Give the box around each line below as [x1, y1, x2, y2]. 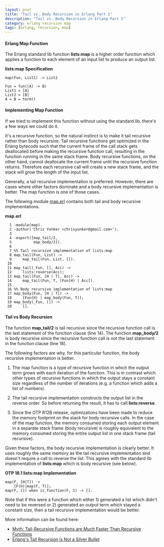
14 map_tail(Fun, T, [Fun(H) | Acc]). [7, 278, 95, 283]
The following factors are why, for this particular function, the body [5, 350, 140, 356]
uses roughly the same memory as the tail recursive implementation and [5, 450, 150, 456]
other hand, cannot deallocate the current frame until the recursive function [5, 158, 157, 164]
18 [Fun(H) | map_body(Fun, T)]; [7, 295, 84, 300]
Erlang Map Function [5, 40, 48, 46]
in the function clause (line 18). [5, 340, 67, 346]
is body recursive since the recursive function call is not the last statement [5, 335, 155, 341]
